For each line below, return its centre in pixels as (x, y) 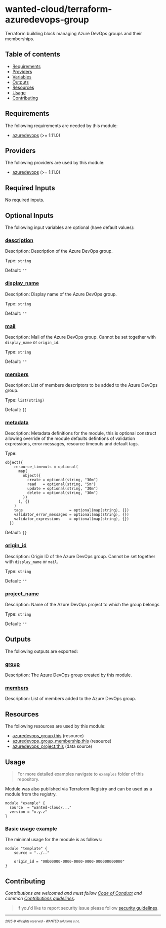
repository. (28, 779)
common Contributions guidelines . (40, 898)
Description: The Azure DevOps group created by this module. (69, 675)
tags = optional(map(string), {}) (72, 510)
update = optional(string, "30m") (62, 489)
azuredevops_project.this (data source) (52, 746)
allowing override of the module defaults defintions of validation (70, 438)
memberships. (20, 39)
